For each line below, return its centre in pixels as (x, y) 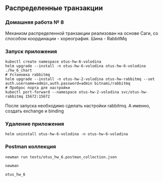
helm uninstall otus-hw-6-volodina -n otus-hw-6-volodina (67, 134)
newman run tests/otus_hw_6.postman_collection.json (61, 157)
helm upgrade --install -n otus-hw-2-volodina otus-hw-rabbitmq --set (80, 79)
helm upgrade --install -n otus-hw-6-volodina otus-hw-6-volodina (76, 66)
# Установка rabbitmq (28, 75)
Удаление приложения (35, 124)
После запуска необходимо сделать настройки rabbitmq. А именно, (78, 105)
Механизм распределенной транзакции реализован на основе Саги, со (82, 33)
